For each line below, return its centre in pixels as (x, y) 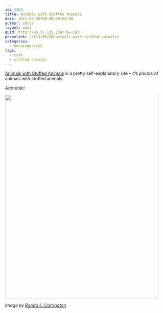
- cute (16, 55)
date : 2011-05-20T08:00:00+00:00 (39, 19)
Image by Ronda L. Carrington (35, 305)
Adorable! (15, 88)
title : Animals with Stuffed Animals (44, 14)
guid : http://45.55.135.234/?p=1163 (42, 32)
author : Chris (20, 23)
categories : (17, 42)
